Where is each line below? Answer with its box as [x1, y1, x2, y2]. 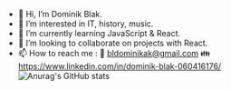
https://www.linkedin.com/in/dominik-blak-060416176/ [17, 61, 222, 72]
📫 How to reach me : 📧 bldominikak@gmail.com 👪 [17, 48, 211, 58]
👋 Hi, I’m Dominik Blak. [17, 9, 102, 19]
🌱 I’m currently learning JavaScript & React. [17, 28, 181, 38]
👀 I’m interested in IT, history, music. [17, 18, 154, 29]
